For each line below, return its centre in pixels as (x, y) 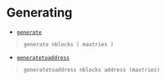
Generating (40, 13)
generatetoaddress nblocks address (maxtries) (92, 70)
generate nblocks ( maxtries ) (68, 44)
